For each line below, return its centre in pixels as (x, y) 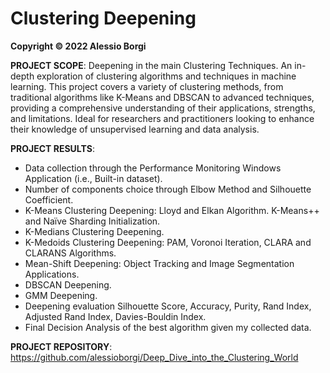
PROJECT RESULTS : (52, 148)
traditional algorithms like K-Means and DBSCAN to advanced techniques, (162, 97)
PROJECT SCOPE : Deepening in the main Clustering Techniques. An (151, 65)
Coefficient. (49, 199)
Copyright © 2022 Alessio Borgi (78, 46)
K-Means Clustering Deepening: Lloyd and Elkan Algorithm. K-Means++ (172, 210)
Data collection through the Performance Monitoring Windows (153, 168)
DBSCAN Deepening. (68, 284)
